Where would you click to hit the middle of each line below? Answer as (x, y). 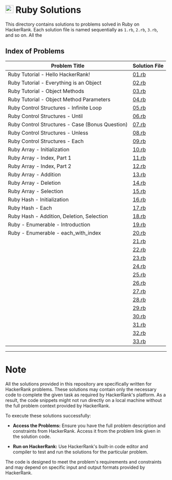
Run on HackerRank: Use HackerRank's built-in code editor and (80, 446)
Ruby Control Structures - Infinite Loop (55, 108)
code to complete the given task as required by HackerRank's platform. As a (86, 395)
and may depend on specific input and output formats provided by (75, 467)
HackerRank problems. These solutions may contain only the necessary (81, 389)
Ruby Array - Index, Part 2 (40, 166)
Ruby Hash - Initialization (38, 199)
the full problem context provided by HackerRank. (58, 406)
